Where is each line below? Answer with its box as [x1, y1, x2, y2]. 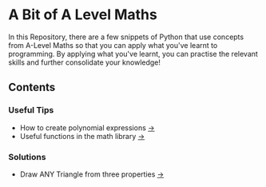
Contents [8, 81, 56, 94]
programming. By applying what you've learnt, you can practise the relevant [8, 49, 258, 58]
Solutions [8, 151, 46, 162]
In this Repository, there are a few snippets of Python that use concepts [8, 32, 244, 42]
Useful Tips [8, 105, 54, 116]
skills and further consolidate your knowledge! [8, 58, 161, 67]
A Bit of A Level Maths [8, 6, 157, 24]
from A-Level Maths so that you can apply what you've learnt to [8, 40, 218, 50]
